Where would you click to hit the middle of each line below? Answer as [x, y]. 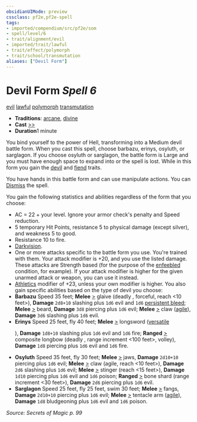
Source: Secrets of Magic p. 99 [44, 413]
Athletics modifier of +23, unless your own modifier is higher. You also [100, 284]
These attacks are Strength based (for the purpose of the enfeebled [97, 265]
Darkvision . [28, 246]
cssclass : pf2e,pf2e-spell [39, 17]
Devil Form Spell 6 [51, 90]
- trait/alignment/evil [35, 39]
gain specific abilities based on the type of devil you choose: [88, 290]
